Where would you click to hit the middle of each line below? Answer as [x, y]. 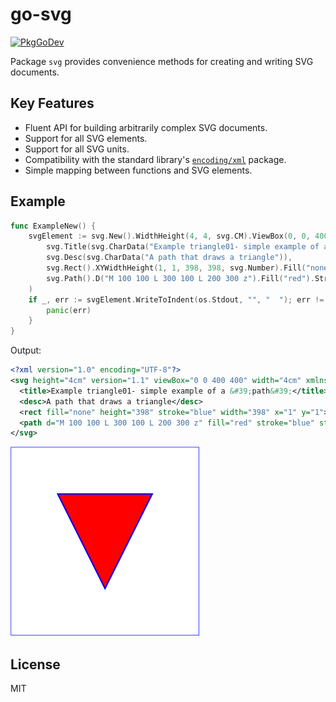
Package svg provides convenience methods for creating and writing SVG [162, 61]
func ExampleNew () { [53, 226]
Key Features [52, 103]
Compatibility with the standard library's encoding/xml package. [155, 159]
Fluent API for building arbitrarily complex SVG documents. [146, 127]
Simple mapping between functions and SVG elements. [138, 170]
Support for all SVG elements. [86, 138]
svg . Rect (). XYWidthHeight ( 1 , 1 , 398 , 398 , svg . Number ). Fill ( [176, 268]
